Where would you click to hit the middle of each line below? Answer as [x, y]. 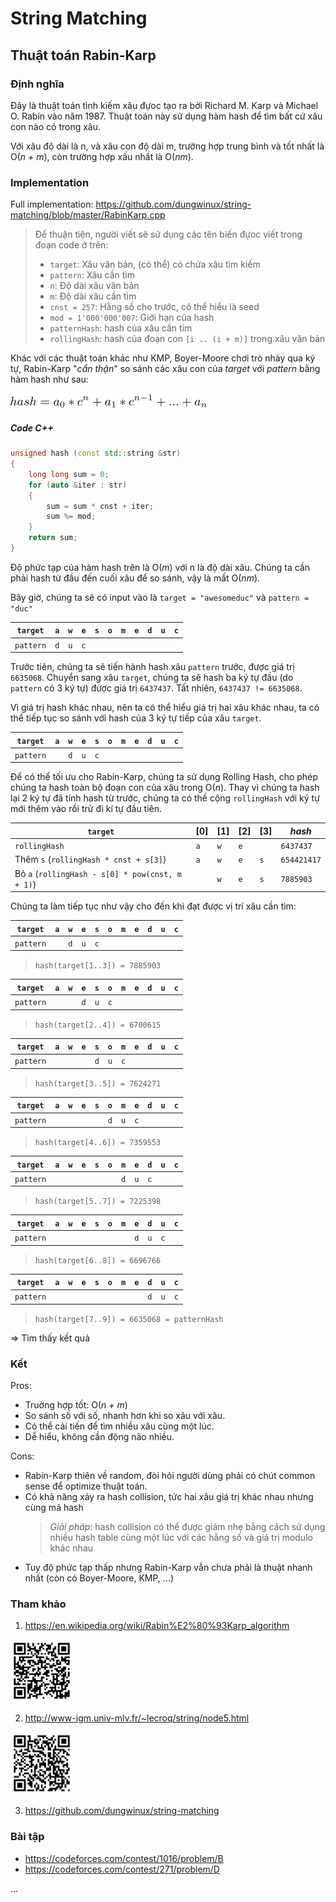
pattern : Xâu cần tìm [92, 275]
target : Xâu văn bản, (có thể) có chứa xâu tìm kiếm [155, 264]
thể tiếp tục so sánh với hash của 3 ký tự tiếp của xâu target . [136, 718]
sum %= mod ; [71, 517]
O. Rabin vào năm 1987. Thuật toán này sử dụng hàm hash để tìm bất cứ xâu [166, 116]
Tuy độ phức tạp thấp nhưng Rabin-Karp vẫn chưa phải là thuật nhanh [168, 1568]
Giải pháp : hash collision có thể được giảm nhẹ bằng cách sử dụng [187, 1527]
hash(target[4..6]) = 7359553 [98, 1143]
